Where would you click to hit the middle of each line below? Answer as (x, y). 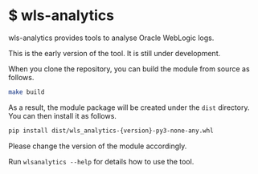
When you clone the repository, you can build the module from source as (129, 69)
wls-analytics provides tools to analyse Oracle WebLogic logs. (111, 38)
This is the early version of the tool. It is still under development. (115, 53)
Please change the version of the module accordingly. (98, 146)
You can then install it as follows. (62, 115)
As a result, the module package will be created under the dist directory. (129, 107)
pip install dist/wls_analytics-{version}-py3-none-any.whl (111, 131)
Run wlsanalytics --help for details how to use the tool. (101, 161)
